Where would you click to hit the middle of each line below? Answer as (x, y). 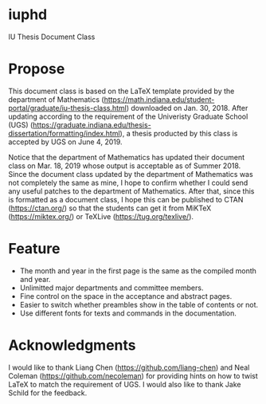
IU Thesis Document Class (52, 37)
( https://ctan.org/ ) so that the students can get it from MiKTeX (110, 208)
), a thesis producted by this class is (179, 133)
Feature (34, 249)
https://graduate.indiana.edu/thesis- (92, 124)
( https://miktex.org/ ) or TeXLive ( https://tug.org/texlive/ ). (101, 216)
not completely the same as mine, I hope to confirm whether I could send (128, 182)
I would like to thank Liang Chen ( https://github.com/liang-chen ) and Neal (129, 367)
